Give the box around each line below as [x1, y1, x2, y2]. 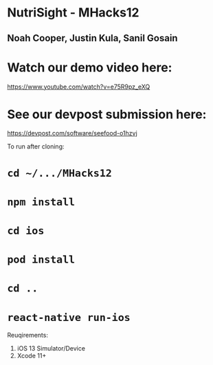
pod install [7, 253, 76, 266]
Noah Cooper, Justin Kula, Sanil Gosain [7, 32, 178, 44]
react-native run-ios [7, 311, 131, 324]
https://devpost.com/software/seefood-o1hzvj [7, 129, 137, 137]
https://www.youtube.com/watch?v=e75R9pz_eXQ [7, 82, 150, 91]
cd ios [7, 225, 45, 238]
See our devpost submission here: [7, 107, 207, 122]
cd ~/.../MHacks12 [7, 166, 112, 179]
